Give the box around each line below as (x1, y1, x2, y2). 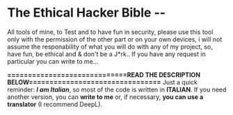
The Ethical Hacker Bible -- (7, 5, 166, 21)
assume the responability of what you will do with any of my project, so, (7, 42, 214, 51)
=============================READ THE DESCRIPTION (7, 71, 200, 79)
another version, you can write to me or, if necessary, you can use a (7, 92, 204, 101)
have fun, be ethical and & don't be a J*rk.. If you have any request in (7, 50, 207, 58)
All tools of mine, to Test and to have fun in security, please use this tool (7, 28, 214, 36)
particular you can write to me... (7, 57, 99, 65)
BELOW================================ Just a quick (7, 78, 198, 86)
